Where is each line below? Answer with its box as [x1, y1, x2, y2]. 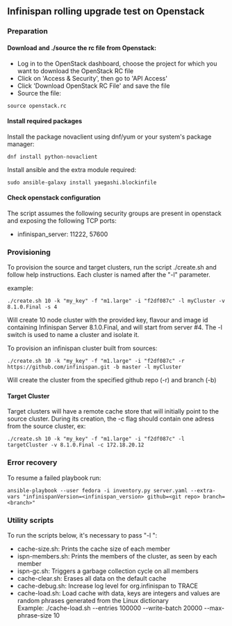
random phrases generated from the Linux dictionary [17, 597, 169, 605]
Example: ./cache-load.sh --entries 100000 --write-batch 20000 [17, 604, 203, 612]
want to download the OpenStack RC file [17, 66, 134, 75]
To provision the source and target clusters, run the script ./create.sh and [7, 263, 217, 272]
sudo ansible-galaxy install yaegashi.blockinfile [7, 179, 157, 186]
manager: [7, 139, 35, 148]
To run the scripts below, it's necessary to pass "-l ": [7, 531, 158, 540]
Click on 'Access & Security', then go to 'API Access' [17, 74, 168, 82]
